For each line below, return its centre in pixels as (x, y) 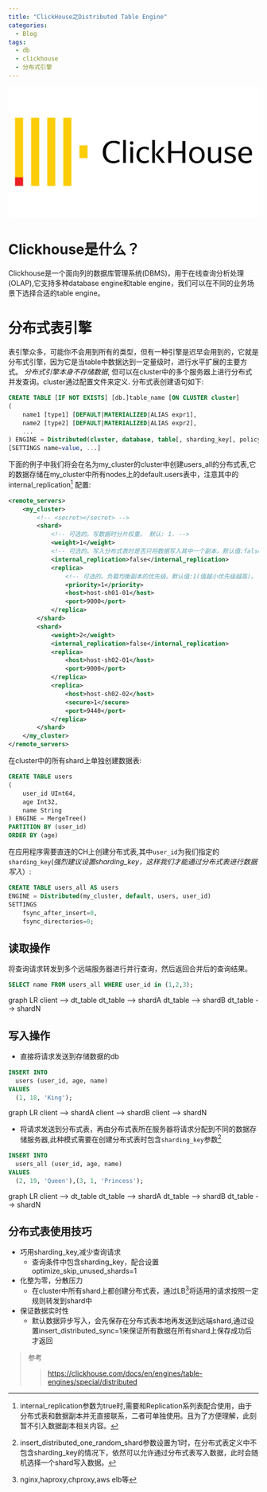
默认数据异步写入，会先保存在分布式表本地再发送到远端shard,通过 (139, 1321)
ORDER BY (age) (33, 836)
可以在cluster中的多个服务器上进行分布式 (185, 372)
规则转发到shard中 (62, 1301)
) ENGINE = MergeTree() (48, 819)
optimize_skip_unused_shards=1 (84, 1271)
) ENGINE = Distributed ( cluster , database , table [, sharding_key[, (122, 440)
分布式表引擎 (50, 329)
